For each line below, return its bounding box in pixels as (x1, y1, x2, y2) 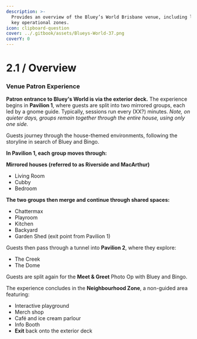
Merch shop (14, 308, 44, 315)
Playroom (14, 214, 38, 221)
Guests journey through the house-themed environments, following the (6, 132, 178, 139)
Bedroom (14, 185, 37, 192)
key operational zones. (11, 19, 69, 25)
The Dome (14, 262, 40, 269)
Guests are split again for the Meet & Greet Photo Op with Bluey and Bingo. (6, 273, 188, 280)
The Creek (14, 255, 40, 262)
